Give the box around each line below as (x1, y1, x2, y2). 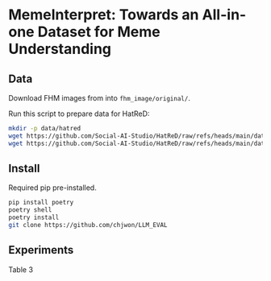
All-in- (202, 6, 247, 24)
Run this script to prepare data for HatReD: (8, 109, 150, 118)
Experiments (8, 243, 74, 257)
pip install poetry (8, 199, 74, 207)
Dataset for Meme (37, 23, 161, 41)
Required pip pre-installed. (8, 183, 97, 192)
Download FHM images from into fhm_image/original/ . (8, 93, 191, 102)
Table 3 (8, 264, 34, 275)
